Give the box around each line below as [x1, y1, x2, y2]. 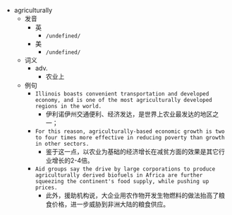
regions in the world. [35, 103, 102, 110]
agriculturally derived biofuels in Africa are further [35, 172, 203, 179]
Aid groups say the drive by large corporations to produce [35, 165, 216, 173]
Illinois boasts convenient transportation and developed [35, 91, 209, 98]
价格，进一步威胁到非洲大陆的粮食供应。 [51, 200, 170, 208]
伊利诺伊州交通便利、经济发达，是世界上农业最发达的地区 [45, 110, 213, 118]
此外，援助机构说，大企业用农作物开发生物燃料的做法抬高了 [45, 191, 219, 199]
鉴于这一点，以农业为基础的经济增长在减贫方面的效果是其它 [45, 148, 219, 156]
